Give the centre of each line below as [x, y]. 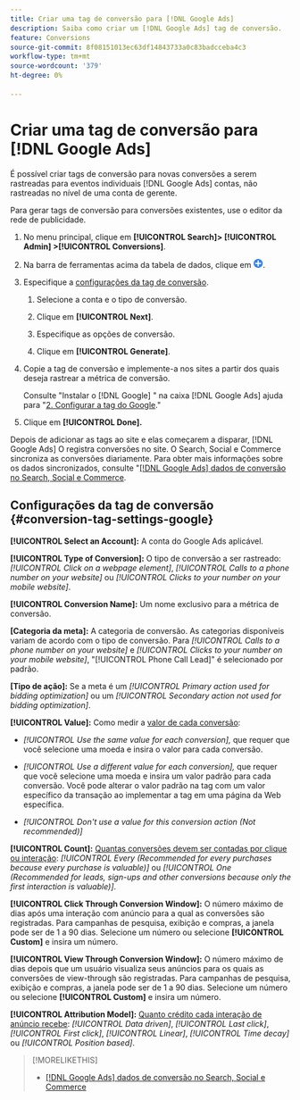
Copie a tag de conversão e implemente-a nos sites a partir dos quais [151, 368]
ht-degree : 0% [37, 76]
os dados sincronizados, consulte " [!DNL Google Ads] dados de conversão [148, 468]
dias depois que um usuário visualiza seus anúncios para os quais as [137, 968]
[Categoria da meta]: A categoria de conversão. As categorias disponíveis [147, 630]
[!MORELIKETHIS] [65, 1060]
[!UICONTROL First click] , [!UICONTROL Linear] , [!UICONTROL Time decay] [150, 1033]
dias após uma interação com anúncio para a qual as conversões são [137, 913]
